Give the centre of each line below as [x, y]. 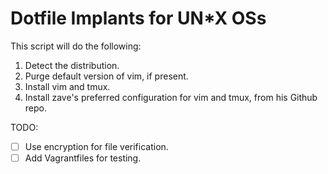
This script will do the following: [76, 46]
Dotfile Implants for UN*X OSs [138, 18]
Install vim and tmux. [67, 86]
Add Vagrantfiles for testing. [83, 158]
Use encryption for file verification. [96, 146]
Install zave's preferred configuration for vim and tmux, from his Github [171, 97]
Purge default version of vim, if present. [106, 76]
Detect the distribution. [72, 65]
